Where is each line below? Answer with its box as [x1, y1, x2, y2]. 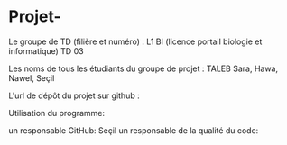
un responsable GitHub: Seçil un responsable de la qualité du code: [8, 124, 259, 136]
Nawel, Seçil [8, 72, 55, 83]
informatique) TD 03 [8, 45, 84, 56]
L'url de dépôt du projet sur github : [8, 90, 141, 101]
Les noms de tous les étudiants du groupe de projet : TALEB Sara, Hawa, [8, 63, 279, 74]
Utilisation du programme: [8, 107, 106, 118]
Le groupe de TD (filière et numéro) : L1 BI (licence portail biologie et [8, 36, 263, 47]
